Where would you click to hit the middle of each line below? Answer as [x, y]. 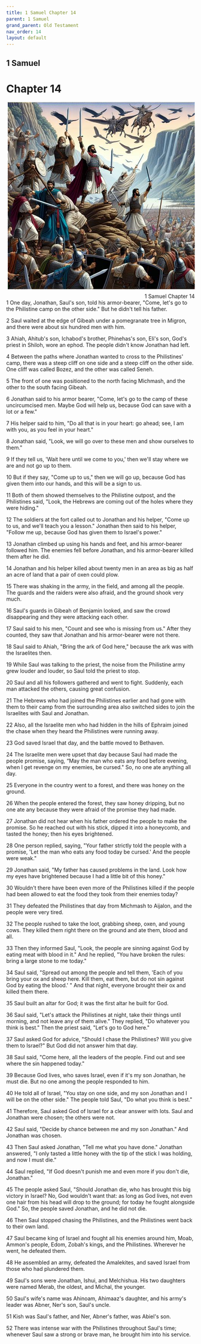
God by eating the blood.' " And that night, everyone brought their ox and [96, 986]
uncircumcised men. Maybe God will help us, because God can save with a [99, 405]
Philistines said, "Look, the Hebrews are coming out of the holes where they [100, 502]
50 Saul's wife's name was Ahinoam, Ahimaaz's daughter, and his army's [96, 1298]
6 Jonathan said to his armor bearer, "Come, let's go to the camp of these [97, 399]
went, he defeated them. [36, 1251]
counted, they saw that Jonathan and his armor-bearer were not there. [93, 635]
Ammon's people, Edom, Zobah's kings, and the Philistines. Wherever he [96, 1244]
